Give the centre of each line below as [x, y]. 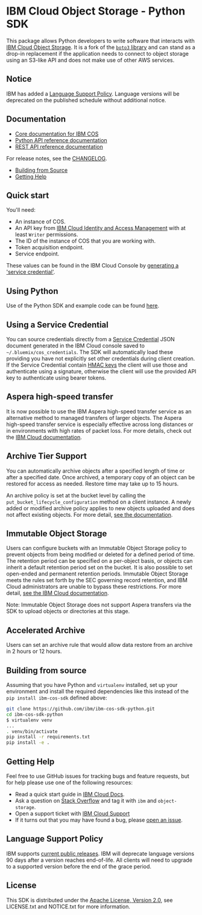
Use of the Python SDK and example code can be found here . [83, 306]
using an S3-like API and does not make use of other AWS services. [90, 60]
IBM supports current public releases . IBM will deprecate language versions [100, 853]
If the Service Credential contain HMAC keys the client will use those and [97, 365]
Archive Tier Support [47, 456]
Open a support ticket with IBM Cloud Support [72, 813]
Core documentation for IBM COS [57, 134]
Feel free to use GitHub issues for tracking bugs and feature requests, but [98, 776]
